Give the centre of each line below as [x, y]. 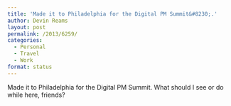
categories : [25, 41]
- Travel [27, 54]
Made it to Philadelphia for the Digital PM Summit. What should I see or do [116, 87]
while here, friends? [36, 95]
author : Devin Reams [38, 21]
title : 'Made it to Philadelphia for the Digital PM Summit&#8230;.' [113, 14]
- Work [23, 60]
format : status [30, 67]
